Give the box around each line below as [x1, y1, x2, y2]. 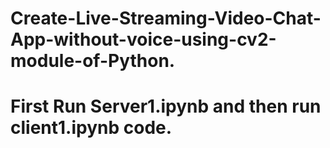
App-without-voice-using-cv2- [10, 28, 277, 51]
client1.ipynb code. [10, 117, 173, 139]
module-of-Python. [10, 50, 176, 72]
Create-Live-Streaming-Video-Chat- [10, 7, 322, 30]
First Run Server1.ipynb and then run [10, 95, 322, 118]
